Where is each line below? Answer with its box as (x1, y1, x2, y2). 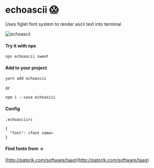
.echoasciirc (5, 117, 33, 122)
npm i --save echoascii (5, 95, 56, 100)
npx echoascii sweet (5, 54, 49, 59)
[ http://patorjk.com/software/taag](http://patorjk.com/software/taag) (5, 157, 149, 163)
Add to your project (5, 64, 47, 70)
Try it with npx (5, 42, 37, 49)
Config (5, 105, 20, 111)
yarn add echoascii (5, 76, 47, 81)
